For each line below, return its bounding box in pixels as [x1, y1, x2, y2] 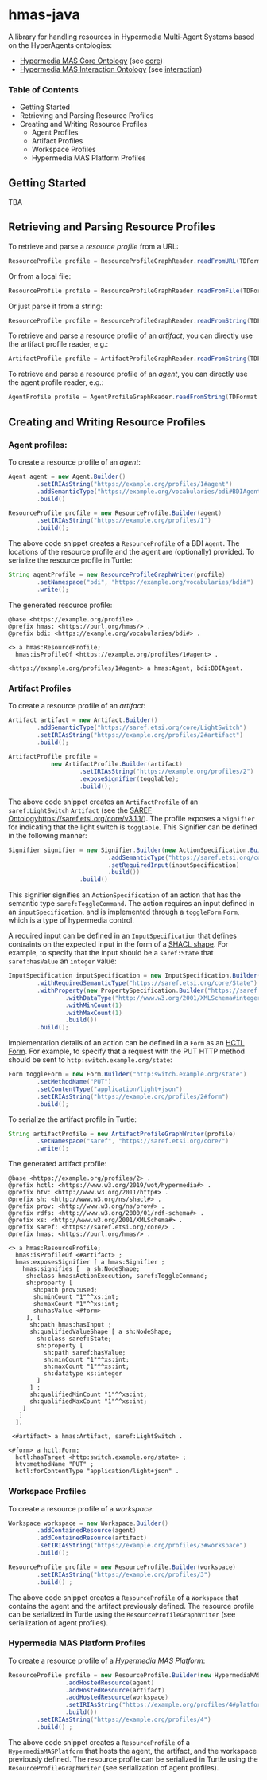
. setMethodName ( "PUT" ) [37, 1078, 112, 1086]
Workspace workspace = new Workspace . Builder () [8, 1519, 169, 1527]
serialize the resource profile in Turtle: [8, 555, 133, 565]
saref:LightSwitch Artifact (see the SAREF [8, 805, 153, 814]
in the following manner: [8, 830, 87, 840]
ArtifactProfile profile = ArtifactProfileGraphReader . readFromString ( [8, 355, 250, 363]
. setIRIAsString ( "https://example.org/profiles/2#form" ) [37, 1092, 229, 1100]
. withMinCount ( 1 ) [64, 1002, 123, 1010]
